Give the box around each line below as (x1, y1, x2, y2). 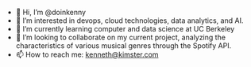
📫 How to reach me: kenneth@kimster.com (15, 50, 159, 59)
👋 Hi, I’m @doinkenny (15, 8, 86, 17)
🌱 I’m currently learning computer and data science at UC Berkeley (15, 24, 235, 33)
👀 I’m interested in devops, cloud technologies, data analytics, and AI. (15, 16, 244, 25)
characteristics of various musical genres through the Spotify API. (15, 41, 232, 50)
